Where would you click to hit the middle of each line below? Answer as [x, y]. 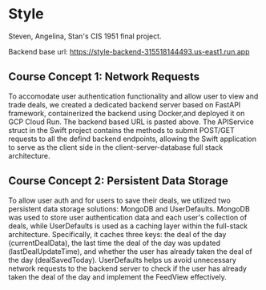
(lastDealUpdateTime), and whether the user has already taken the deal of [130, 251]
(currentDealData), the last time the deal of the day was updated [115, 243]
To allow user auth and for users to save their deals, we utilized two [119, 200]
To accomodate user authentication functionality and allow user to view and [133, 96]
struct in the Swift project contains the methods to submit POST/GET [121, 130]
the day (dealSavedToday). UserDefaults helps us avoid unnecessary [122, 260]
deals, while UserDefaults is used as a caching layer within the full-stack [128, 226]
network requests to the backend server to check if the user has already [127, 268]
